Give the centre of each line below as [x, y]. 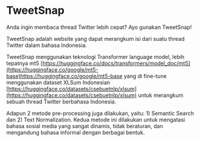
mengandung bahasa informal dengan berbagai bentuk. [76, 132]
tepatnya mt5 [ [24, 63]
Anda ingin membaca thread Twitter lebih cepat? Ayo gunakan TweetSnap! [99, 27]
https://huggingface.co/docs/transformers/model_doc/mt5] [116, 63]
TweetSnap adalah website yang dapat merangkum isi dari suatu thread [95, 39]
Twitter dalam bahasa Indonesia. [47, 45]
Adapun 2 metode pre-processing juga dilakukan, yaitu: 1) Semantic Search [100, 113]
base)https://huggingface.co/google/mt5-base [64, 76]
